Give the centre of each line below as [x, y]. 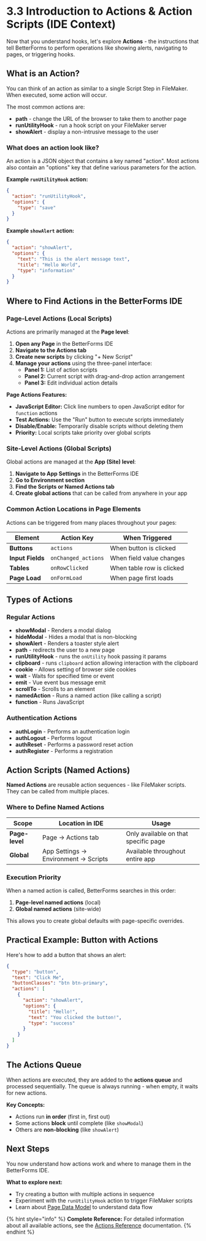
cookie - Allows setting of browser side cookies [76, 670]
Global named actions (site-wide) [58, 909]
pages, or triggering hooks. [41, 54]
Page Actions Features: [37, 394]
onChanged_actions [77, 558]
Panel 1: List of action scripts [61, 370]
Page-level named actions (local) [58, 902]
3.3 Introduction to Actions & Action [99, 11]
